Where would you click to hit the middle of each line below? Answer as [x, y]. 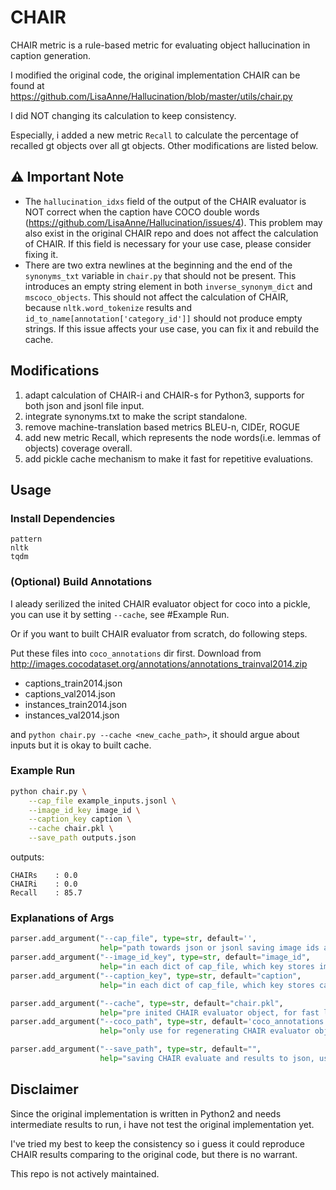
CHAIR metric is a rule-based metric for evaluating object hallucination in [160, 45]
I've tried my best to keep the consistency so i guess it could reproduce [157, 1143]
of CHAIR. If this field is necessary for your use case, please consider [168, 243]
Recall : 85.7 [46, 893]
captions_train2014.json [73, 683]
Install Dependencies [63, 518]
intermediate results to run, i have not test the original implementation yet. [162, 1124]
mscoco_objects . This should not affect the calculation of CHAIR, [156, 297]
